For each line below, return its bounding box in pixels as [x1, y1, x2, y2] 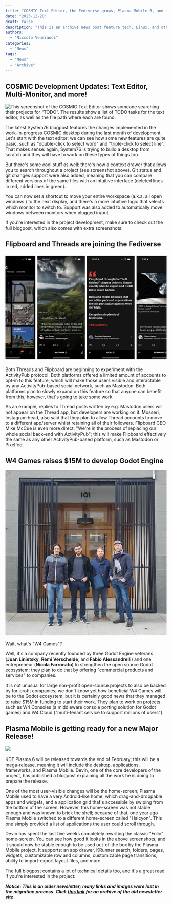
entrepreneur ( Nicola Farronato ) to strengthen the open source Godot [5, 661, 153, 667]
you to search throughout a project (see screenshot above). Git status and [5, 167, 162, 173]
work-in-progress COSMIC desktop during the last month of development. [5, 130, 162, 136]
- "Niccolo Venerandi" [10, 35, 58, 40]
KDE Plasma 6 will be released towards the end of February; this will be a [5, 756, 160, 763]
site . [5, 894, 15, 900]
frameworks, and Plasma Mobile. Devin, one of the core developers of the [5, 767, 161, 773]
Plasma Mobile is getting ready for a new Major [5, 724, 158, 733]
